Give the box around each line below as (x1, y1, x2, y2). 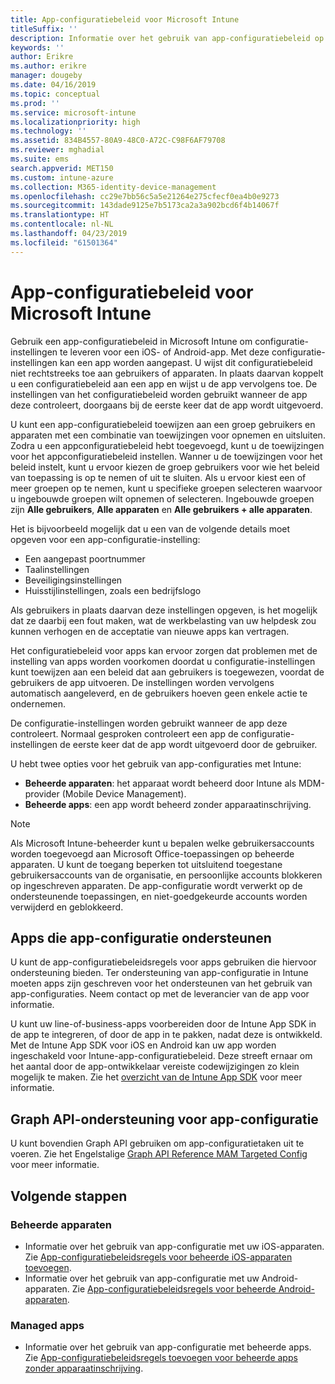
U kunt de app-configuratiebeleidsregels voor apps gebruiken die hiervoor (10, 956, 317, 968)
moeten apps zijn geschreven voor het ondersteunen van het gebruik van (10, 977, 313, 990)
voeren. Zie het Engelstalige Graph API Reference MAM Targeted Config (10, 1148, 308, 1160)
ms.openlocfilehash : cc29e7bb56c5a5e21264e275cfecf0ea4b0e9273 (10, 191, 280, 201)
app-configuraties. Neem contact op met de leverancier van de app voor (10, 988, 310, 1000)
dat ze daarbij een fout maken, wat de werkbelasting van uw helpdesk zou (10, 614, 317, 626)
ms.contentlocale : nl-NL (10, 219, 114, 230)
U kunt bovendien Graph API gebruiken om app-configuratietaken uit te (10, 1137, 305, 1150)
